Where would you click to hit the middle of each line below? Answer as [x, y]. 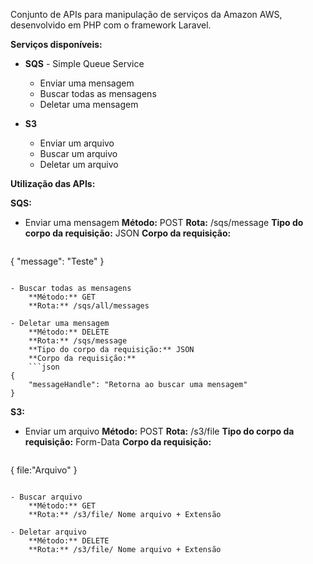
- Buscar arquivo [46, 497]
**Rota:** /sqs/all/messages [89, 306]
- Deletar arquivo [48, 532]
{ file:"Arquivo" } [44, 470]
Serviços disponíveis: [56, 44]
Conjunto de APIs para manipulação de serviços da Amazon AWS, [146, 14]
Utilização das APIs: [53, 183]
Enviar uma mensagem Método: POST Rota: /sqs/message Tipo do [164, 222]
